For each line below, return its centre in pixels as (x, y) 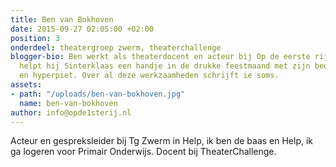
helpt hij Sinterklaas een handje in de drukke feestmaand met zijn (165, 66)
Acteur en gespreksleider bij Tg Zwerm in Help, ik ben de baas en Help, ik (162, 141)
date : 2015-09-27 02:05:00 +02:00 (82, 29)
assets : (26, 85)
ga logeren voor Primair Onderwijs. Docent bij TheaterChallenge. (143, 152)
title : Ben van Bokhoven (62, 19)
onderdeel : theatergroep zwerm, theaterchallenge (116, 47)
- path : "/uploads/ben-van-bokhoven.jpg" (98, 94)
